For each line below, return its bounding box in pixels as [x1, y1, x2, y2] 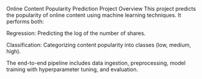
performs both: [6, 18, 45, 25]
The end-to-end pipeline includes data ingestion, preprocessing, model [6, 60, 186, 66]
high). [6, 48, 21, 55]
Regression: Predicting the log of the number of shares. [6, 30, 146, 37]
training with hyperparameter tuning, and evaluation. [6, 66, 139, 73]
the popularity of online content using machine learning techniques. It [6, 11, 181, 19]
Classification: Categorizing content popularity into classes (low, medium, [6, 42, 191, 48]
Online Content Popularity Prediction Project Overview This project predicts [6, 5, 197, 12]
